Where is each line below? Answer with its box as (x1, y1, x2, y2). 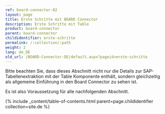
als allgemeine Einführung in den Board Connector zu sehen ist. (5, 79, 138, 85)
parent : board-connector (5, 31, 58, 36)
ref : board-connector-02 (5, 7, 58, 13)
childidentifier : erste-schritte (5, 36, 76, 41)
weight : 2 (5, 45, 26, 50)
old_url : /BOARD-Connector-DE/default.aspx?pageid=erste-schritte (5, 54, 148, 60)
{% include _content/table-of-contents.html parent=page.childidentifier (5, 98, 153, 104)
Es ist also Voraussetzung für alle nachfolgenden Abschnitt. (5, 89, 130, 95)
